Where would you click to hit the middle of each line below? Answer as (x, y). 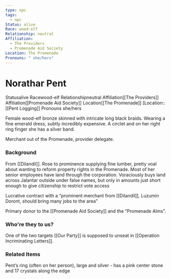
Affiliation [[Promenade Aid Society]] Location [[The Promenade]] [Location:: (85, 103)
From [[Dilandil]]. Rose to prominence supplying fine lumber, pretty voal (81, 164)
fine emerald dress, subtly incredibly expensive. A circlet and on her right (83, 124)
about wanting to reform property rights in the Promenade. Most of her (80, 169)
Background (21, 153)
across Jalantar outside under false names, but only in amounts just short (83, 180)
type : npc (16, 10)
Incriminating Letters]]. (30, 241)
